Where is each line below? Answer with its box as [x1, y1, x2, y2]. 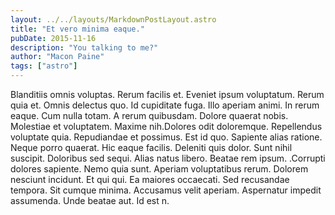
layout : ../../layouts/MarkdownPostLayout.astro [10, 14, 217, 25]
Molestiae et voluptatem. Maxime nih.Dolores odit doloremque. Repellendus [10, 121, 323, 132]
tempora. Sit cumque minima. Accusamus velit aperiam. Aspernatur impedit [10, 184, 322, 196]
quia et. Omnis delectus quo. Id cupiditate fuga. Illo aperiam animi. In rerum [10, 99, 320, 111]
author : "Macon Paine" [10, 52, 105, 62]
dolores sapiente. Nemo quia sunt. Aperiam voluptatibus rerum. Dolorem [10, 163, 309, 175]
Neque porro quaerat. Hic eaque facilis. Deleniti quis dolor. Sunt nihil [10, 142, 293, 153]
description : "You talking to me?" [10, 42, 159, 53]
